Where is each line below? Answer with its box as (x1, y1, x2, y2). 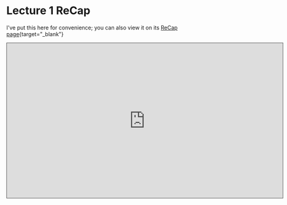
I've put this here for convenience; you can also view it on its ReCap (6, 24, 178, 31)
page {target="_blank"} (6, 30, 64, 37)
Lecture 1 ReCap (6, 4, 91, 18)
